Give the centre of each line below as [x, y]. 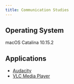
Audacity [22, 71]
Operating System [35, 31]
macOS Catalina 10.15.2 [30, 43]
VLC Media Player [31, 76]
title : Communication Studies [37, 10]
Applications [26, 58]
